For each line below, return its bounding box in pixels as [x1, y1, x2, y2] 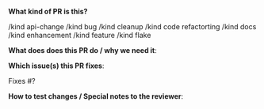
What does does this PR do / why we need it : [8, 46, 157, 54]
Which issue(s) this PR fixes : [8, 61, 105, 70]
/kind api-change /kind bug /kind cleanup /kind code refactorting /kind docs [8, 22, 257, 31]
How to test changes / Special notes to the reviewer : [8, 92, 184, 101]
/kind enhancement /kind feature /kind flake [8, 31, 151, 39]
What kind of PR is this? [8, 7, 88, 16]
